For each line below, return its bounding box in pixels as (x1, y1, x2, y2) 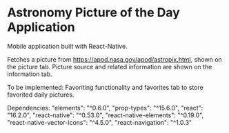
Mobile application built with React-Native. (7, 42, 128, 50)
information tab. (7, 70, 53, 78)
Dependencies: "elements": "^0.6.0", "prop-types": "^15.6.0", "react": (7, 104, 203, 112)
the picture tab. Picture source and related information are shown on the (7, 62, 212, 71)
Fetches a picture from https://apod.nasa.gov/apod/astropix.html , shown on (7, 55, 222, 63)
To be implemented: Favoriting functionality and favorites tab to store (7, 83, 203, 91)
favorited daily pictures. (7, 90, 74, 99)
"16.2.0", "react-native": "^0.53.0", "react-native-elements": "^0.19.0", (7, 111, 204, 119)
